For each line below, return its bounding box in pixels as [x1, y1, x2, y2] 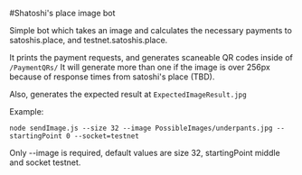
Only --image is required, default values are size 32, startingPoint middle [9, 148, 280, 158]
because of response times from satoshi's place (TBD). [9, 71, 215, 82]
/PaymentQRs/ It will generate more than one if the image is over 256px [9, 62, 271, 72]
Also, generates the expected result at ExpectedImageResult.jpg [9, 89, 247, 99]
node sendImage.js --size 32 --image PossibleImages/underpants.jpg [9, 124, 273, 133]
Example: [9, 106, 44, 116]
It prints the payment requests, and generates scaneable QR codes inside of [9, 52, 294, 62]
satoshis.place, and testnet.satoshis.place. [9, 35, 168, 45]
